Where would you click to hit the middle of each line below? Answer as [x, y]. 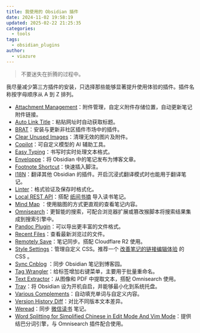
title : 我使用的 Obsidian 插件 [42, 12]
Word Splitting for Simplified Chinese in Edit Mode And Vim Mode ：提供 [103, 316]
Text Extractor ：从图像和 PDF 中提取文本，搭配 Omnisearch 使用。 [97, 279]
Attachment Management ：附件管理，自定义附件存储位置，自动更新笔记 [104, 107]
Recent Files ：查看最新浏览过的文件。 [61, 234]
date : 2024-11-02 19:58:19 [40, 17]
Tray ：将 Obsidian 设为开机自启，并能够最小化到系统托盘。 [87, 286]
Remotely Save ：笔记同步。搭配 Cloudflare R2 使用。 [80, 241]
